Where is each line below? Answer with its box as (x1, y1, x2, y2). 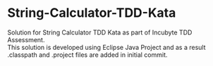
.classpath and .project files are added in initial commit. (7, 51, 168, 59)
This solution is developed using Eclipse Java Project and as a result (7, 43, 206, 51)
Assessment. (7, 35, 45, 44)
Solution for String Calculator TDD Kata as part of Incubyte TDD (7, 28, 193, 37)
